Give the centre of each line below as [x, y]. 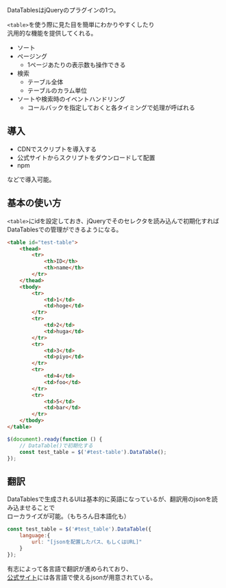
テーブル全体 [45, 82]
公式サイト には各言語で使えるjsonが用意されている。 [82, 577]
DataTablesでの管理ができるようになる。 [65, 229]
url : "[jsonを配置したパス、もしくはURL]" [87, 542]
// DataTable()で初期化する [56, 446]
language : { [35, 536]
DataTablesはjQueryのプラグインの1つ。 [63, 10]
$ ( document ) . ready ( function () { [55, 439]
